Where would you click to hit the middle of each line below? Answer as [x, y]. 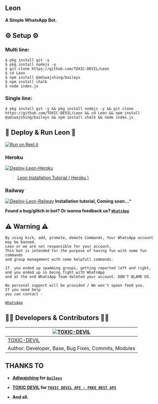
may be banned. [21, 242]
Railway [15, 190]
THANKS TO [24, 366]
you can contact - [24, 294]
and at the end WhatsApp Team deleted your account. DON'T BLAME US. [78, 277]
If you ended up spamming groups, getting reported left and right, [78, 268]
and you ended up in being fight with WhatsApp [55, 273]
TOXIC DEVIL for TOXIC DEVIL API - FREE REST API [64, 387]
